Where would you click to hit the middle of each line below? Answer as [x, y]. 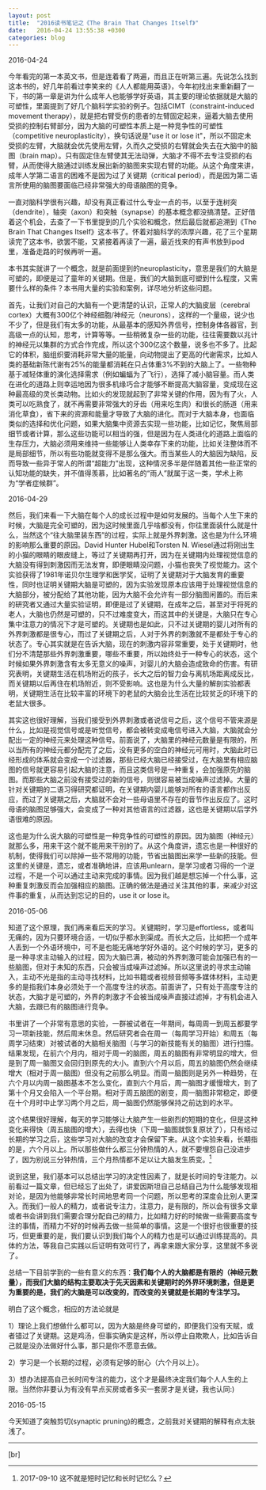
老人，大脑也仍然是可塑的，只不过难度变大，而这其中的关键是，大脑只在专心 [133, 614]
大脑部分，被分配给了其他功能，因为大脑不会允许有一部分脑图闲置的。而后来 [133, 595]
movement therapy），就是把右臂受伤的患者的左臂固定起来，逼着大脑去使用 [131, 116]
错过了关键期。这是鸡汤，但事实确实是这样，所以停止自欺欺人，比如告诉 [133, 1336]
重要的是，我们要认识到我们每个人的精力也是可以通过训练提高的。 [143, 1235]
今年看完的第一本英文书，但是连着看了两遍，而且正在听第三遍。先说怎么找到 [133, 77]
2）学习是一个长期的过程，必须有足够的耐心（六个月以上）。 [106, 1362]
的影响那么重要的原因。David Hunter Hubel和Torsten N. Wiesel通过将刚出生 [131, 545]
